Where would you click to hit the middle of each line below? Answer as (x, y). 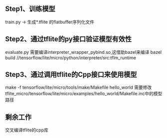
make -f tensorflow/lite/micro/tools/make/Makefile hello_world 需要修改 (79, 87)
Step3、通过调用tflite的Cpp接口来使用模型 (71, 74)
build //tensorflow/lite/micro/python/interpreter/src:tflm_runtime (71, 58)
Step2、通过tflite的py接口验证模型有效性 (69, 39)
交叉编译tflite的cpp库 (27, 130)
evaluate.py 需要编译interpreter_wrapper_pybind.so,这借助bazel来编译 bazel (83, 52)
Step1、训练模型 (30, 9)
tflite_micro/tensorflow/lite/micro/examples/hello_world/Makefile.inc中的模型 (84, 94)
